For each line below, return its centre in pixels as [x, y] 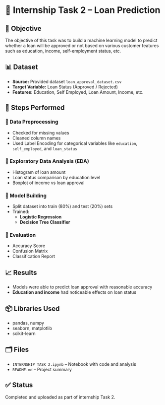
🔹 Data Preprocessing [32, 122]
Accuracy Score [29, 246]
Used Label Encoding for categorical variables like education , [75, 143]
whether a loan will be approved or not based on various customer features [82, 46]
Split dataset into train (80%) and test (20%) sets [62, 206]
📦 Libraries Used [32, 308]
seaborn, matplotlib [32, 328]
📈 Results [21, 272]
